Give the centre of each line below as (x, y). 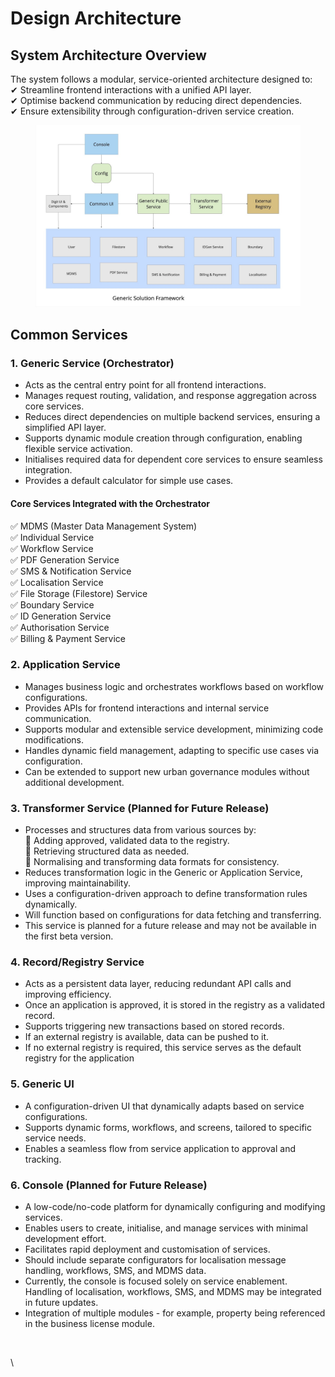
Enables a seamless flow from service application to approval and (160, 1148)
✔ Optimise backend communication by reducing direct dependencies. (156, 100)
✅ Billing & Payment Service (68, 638)
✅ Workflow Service (52, 548)
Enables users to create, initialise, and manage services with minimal (166, 1228)
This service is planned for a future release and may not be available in (170, 926)
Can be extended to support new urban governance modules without (167, 771)
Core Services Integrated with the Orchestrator (110, 503)
